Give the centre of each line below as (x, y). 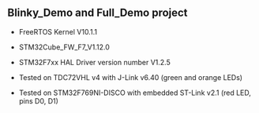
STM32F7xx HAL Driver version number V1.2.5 (95, 62)
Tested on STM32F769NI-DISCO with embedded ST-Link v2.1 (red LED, (135, 93)
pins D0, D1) (38, 100)
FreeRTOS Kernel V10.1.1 (58, 31)
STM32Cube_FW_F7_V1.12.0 (64, 47)
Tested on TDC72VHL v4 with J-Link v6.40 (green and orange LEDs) (130, 77)
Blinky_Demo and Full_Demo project (98, 13)
